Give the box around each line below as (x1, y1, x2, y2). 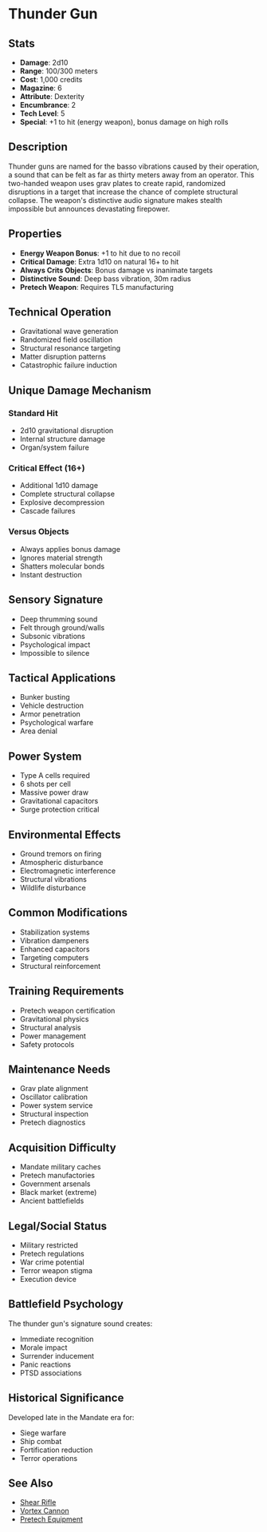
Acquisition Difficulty (8, 1141, 117, 1154)
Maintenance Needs (8, 1062, 111, 1076)
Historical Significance (8, 1391, 124, 1405)
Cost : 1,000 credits (19, 75, 83, 84)
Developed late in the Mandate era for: (8, 1412, 135, 1422)
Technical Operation (8, 305, 112, 319)
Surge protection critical (19, 804, 100, 815)
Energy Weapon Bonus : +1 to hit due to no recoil (19, 248, 181, 258)
